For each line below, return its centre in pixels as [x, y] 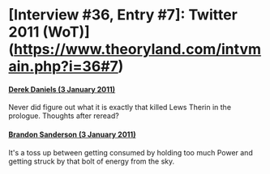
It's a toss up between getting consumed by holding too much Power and [131, 152]
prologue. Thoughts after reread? [64, 116]
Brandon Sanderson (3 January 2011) [72, 134]
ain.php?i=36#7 [64, 67]
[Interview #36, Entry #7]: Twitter [123, 15]
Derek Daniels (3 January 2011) [62, 89]
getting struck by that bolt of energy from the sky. [92, 161]
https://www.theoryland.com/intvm [137, 49]
